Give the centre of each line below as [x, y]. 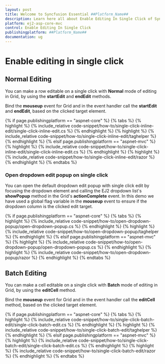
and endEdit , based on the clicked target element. [56, 111]
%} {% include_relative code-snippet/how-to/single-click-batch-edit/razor [80, 351]
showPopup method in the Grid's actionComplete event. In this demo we [80, 196]
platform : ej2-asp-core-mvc [34, 23]
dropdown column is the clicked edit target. [49, 207]
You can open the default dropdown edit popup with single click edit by [77, 186]
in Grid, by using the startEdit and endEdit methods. [58, 96]
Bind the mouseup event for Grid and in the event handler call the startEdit [81, 105]
